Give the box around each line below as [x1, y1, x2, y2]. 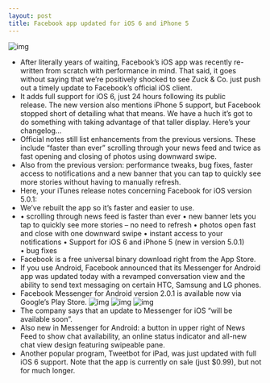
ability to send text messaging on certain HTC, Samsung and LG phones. [19, 280, 262, 289]
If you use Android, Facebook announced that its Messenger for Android [19, 263, 261, 273]
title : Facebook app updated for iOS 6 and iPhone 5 [8, 19, 189, 27]
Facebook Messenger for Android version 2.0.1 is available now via [19, 288, 242, 298]
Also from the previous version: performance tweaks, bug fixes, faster [19, 160, 253, 169]
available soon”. [19, 314, 73, 323]
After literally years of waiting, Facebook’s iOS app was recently [19, 57, 232, 67]
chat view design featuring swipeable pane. [19, 339, 165, 349]
